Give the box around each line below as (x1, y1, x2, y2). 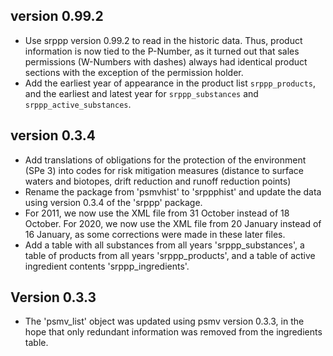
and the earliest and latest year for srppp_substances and (24, 87, 259, 99)
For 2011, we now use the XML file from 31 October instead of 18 (24, 207, 290, 219)
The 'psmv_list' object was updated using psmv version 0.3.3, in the (24, 315, 305, 328)
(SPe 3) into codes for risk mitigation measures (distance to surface (24, 164, 304, 176)
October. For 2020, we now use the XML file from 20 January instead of (24, 217, 322, 229)
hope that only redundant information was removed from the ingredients (24, 326, 323, 338)
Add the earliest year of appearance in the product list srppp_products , (24, 77, 317, 89)
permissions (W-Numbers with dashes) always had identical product (24, 55, 308, 68)
